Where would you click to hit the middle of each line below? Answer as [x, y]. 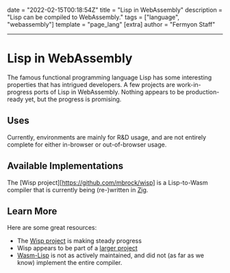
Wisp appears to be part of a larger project [77, 248]
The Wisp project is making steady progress [79, 241]
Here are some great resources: [52, 228]
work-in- [189, 84]
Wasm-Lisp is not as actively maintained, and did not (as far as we [110, 255]
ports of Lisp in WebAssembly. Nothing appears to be [109, 92]
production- [203, 92]
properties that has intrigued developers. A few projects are [91, 84]
